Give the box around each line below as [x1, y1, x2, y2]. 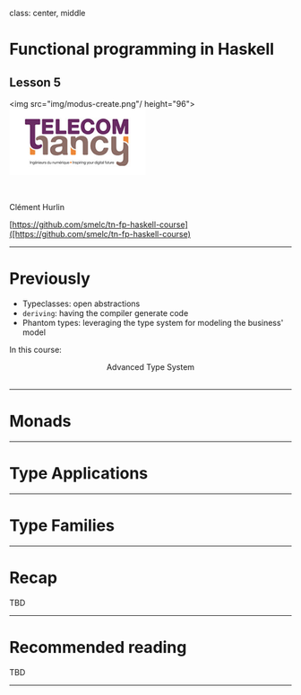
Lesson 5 [9, 75, 61, 90]
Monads [9, 411, 72, 432]
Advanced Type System [106, 361, 195, 372]
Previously [9, 268, 91, 289]
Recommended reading [9, 637, 187, 657]
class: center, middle [9, 8, 86, 18]
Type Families [9, 515, 115, 535]
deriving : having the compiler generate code [21, 307, 189, 318]
